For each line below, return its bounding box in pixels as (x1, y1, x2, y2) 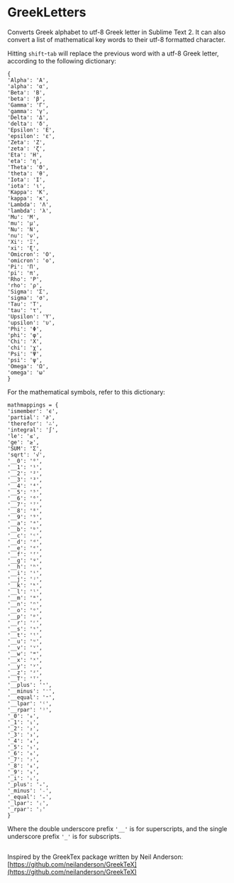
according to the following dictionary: (7, 56, 117, 65)
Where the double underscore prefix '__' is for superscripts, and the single (7, 824, 228, 833)
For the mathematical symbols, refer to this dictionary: (7, 387, 165, 396)
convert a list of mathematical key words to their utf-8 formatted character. (7, 35, 225, 43)
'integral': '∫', (7, 426, 59, 434)
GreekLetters (7, 4, 87, 21)
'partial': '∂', (7, 414, 55, 421)
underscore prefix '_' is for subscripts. (7, 832, 122, 840)
